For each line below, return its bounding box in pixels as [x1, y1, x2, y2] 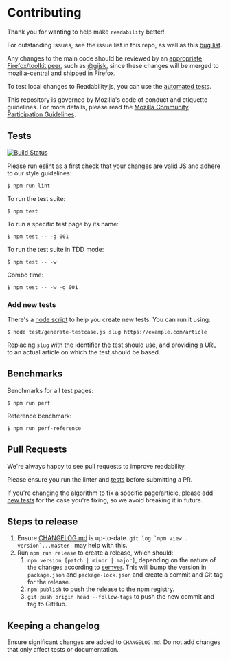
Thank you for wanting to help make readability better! [7, 28, 165, 36]
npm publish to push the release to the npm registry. [27, 585, 175, 593]
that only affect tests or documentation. [7, 646, 119, 654]
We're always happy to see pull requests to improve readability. [7, 462, 187, 470]
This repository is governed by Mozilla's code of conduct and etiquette [7, 95, 208, 104]
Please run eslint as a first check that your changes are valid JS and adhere [7, 162, 221, 170]
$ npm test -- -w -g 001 [7, 284, 78, 290]
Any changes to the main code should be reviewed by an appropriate [7, 54, 203, 63]
